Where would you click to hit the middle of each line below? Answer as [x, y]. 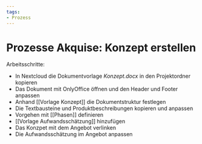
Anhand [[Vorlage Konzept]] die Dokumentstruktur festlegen [90, 102]
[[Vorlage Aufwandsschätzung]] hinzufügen [70, 122]
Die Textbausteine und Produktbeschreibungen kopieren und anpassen [104, 108]
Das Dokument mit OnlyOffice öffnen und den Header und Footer [96, 89]
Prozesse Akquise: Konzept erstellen [101, 48]
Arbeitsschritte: [25, 64]
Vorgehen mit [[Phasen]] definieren [59, 115]
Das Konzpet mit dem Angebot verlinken [66, 128]
